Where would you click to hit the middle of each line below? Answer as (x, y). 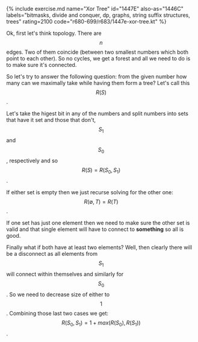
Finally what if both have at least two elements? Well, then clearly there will (99, 247)
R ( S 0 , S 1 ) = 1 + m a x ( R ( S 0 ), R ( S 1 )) (101, 323)
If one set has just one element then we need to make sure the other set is (98, 223)
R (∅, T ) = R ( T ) (101, 202)
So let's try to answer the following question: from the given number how (97, 77)
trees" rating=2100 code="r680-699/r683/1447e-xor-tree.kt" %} (86, 21)
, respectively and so (32, 160)
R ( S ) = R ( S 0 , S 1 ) (101, 170)
